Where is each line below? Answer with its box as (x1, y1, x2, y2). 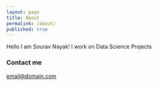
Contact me (6, 58, 42, 67)
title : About (6, 15, 40, 21)
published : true (6, 26, 48, 33)
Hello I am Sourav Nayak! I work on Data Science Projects (6, 43, 152, 50)
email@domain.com (6, 72, 57, 80)
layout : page (6, 9, 40, 15)
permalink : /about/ (6, 20, 56, 26)
